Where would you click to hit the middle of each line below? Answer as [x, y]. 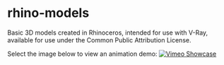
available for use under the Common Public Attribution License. [99, 40]
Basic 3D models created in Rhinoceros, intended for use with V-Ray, [108, 32]
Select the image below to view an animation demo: [82, 54]
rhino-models [48, 13]
